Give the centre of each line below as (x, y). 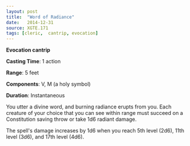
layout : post (22, 11)
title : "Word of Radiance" (40, 17)
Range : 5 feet (23, 73)
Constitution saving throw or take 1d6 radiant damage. (71, 119)
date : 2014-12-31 (30, 22)
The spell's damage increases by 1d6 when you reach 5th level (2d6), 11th (95, 131)
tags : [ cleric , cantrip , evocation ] (52, 33)
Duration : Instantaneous (35, 96)
